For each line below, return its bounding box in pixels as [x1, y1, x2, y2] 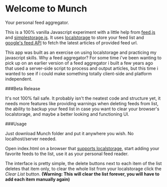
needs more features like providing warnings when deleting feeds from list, [5, 100, 159, 106]
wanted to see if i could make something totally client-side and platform [5, 70, 152, 76]
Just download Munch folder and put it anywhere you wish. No [5, 130, 134, 136]
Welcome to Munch [5, 3, 87, 14]
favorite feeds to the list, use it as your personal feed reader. [5, 151, 129, 157]
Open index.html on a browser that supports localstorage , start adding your [5, 145, 160, 151]
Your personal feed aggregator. [5, 19, 70, 25]
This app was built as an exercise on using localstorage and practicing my [5, 49, 157, 55]
